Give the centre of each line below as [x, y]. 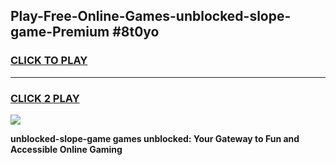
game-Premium [60, 32]
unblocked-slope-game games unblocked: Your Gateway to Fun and [155, 138]
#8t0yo [136, 32]
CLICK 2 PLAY [45, 98]
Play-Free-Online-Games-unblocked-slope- [151, 16]
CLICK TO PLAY [49, 61]
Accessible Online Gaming [66, 149]
